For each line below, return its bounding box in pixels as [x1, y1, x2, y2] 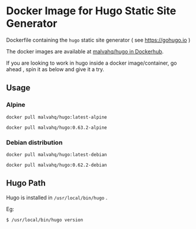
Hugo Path [6, 178, 46, 188]
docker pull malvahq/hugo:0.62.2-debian [6, 162, 108, 168]
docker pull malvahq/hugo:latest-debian [6, 151, 108, 158]
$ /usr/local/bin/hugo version [6, 217, 83, 223]
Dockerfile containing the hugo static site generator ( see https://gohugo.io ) [6, 36, 191, 43]
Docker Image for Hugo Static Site [6, 4, 176, 18]
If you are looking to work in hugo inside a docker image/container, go [6, 59, 177, 66]
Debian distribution [6, 138, 63, 147]
